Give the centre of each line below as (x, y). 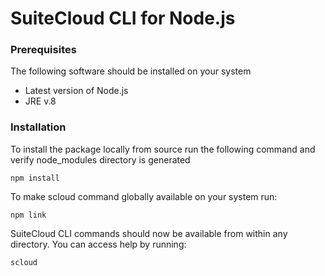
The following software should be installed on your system (131, 71)
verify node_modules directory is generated (100, 159)
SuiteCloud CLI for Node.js (123, 18)
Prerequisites (43, 50)
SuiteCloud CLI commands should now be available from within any (149, 233)
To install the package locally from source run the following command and (163, 149)
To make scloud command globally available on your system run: (144, 196)
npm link (28, 215)
